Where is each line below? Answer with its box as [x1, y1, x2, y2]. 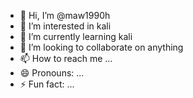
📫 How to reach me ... [19, 53, 113, 64]
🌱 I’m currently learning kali [19, 31, 133, 42]
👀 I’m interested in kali [19, 20, 112, 32]
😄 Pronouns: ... [19, 67, 85, 79]
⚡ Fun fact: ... [19, 78, 75, 90]
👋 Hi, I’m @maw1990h [19, 10, 111, 21]
